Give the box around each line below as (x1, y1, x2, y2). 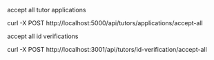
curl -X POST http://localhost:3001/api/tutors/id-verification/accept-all (7, 46, 207, 53)
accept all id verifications (7, 32, 79, 40)
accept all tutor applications (7, 6, 86, 14)
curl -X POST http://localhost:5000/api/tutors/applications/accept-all (7, 19, 204, 27)
